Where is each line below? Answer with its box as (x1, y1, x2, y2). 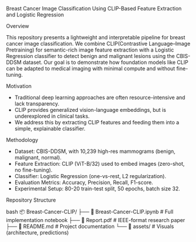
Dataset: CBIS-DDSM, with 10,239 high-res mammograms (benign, (14, 148, 176, 155)
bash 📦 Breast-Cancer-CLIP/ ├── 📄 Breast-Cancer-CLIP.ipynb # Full (6, 208, 174, 215)
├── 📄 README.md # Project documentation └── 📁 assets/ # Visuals (6, 223, 174, 230)
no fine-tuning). (14, 166, 53, 173)
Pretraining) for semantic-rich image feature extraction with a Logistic (6, 46, 174, 53)
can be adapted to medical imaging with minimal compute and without (6, 65, 176, 72)
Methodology (6, 137, 39, 143)
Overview (6, 23, 29, 29)
